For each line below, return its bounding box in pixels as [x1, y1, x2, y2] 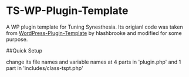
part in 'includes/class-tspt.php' [6, 64, 83, 71]
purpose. [6, 36, 28, 43]
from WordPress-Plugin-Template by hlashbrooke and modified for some [6, 29, 182, 36]
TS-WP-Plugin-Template [6, 4, 129, 17]
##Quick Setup [6, 47, 43, 54]
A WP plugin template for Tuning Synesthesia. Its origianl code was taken [6, 23, 183, 30]
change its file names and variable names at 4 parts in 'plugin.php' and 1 [6, 58, 181, 65]
